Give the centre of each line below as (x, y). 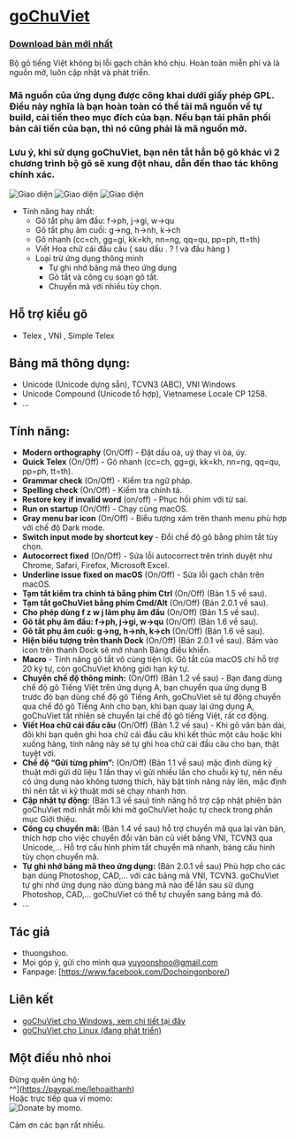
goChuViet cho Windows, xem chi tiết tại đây (103, 1020)
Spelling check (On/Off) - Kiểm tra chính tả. (102, 490)
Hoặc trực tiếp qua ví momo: (61, 1098)
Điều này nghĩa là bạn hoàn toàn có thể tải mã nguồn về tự (136, 106)
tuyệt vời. (39, 753)
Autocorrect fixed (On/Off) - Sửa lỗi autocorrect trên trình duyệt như (147, 556)
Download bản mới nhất (61, 44)
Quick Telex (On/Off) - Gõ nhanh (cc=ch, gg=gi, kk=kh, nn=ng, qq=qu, (151, 462)
